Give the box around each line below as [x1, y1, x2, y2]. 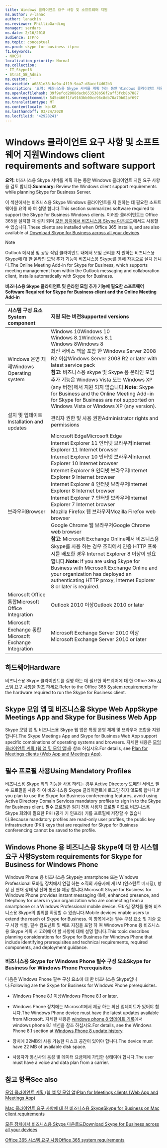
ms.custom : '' [5, 77, 35, 82]
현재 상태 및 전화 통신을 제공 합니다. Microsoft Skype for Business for [15, 886, 152, 892]
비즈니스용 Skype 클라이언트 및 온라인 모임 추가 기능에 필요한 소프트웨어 [5, 283, 144, 289]
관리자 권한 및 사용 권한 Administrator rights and [50, 415, 159, 421]
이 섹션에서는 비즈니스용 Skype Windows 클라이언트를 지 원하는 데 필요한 [5, 199, 148, 205]
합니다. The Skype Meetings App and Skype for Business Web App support [5, 733, 158, 739]
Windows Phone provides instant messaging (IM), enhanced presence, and [5, 892, 159, 898]
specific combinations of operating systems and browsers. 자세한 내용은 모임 [5, 739, 162, 745]
